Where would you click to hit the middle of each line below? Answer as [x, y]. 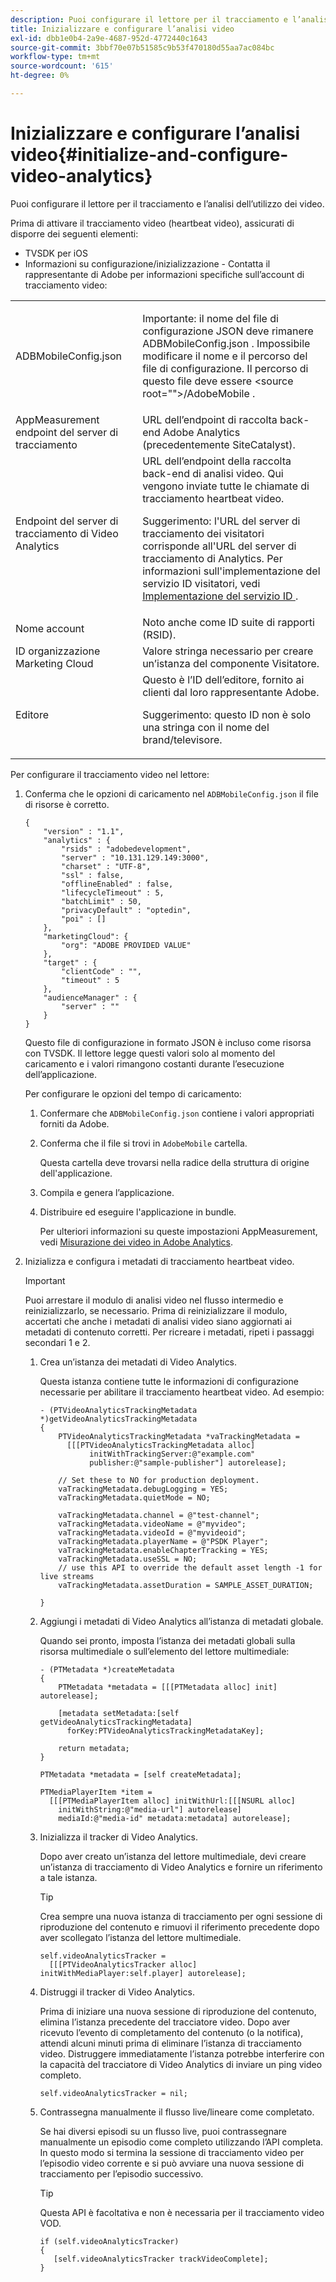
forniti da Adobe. [74, 1123]
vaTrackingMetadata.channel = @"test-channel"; [159, 1515]
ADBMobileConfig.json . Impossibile [226, 343]
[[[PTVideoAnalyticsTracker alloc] [123, 1964]
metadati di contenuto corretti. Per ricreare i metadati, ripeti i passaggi [169, 1332]
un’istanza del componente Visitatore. [231, 663]
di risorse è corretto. [67, 804]
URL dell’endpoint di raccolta [210, 419]
